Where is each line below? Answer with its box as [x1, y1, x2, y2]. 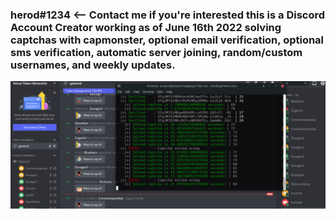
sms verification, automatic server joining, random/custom [10, 45, 303, 59]
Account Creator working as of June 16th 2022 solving [10, 20, 282, 34]
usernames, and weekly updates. [10, 58, 176, 72]
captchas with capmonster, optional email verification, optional [10, 33, 325, 47]
